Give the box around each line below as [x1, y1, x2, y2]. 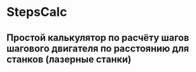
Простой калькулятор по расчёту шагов [6, 32, 190, 44]
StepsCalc [6, 4, 67, 20]
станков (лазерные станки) [6, 53, 132, 65]
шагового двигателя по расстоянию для [6, 42, 190, 54]
